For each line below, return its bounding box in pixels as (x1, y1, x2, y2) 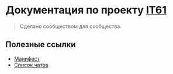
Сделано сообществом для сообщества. (19, 23, 122, 30)
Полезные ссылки (5, 40, 76, 50)
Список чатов (13, 61, 49, 68)
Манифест (13, 55, 40, 62)
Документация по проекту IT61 (5, 3, 167, 17)
